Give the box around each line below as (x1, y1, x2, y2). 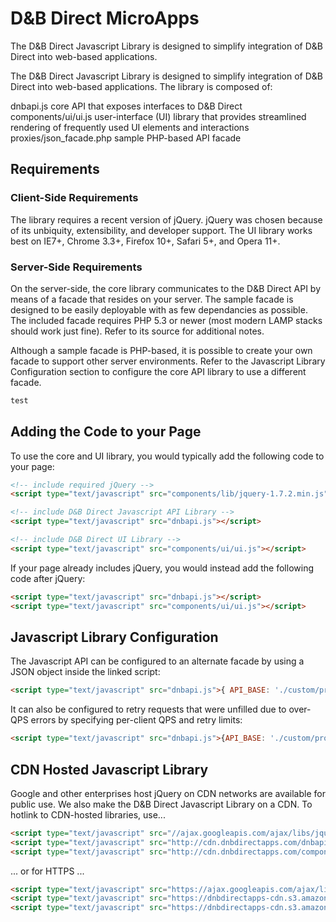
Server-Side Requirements (10, 260, 143, 274)
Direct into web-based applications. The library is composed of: (10, 80, 273, 92)
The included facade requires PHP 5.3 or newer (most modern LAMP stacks (10, 314, 323, 326)
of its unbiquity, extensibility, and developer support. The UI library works (10, 224, 313, 236)
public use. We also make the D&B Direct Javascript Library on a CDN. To (10, 798, 313, 810)
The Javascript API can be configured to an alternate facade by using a (10, 655, 305, 667)
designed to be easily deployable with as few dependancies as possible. (10, 303, 308, 316)
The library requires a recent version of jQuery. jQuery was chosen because (10, 213, 323, 226)
